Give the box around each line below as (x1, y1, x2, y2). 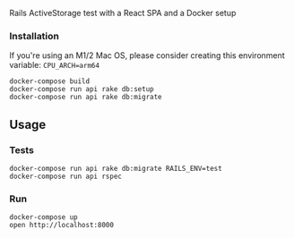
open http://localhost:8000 (9, 221, 115, 230)
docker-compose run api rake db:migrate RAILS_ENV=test (9, 164, 222, 173)
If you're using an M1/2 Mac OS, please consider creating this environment (9, 50, 285, 61)
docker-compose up (9, 213, 78, 222)
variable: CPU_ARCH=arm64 (9, 60, 100, 71)
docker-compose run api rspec (9, 172, 123, 181)
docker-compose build (9, 77, 91, 86)
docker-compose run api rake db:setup (9, 85, 154, 94)
